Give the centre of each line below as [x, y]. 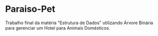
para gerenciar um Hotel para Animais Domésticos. [58, 28]
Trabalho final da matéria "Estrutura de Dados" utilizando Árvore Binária [79, 23]
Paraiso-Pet [30, 9]
